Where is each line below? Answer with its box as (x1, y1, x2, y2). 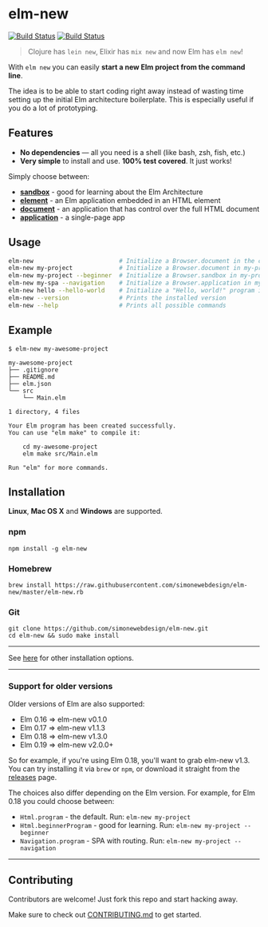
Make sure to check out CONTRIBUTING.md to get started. (8, 910, 202, 920)
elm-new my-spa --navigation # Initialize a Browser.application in (8, 279, 251, 288)
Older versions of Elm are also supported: (8, 698, 145, 708)
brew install (8, 581, 52, 589)
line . (8, 70, 23, 80)
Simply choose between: (8, 171, 90, 181)
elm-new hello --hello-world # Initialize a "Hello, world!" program (8, 287, 255, 295)
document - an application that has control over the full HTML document (19, 204, 260, 213)
